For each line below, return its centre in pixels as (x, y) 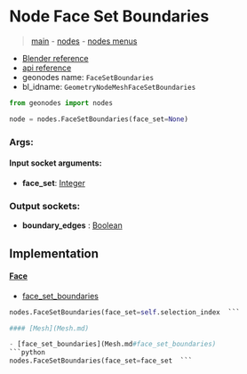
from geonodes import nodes (61, 103)
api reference (47, 68)
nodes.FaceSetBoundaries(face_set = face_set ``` (101, 361)
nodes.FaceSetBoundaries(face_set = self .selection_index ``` (125, 312)
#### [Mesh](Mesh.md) (49, 328)
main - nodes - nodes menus (84, 41)
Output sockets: (45, 206)
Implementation (54, 253)
